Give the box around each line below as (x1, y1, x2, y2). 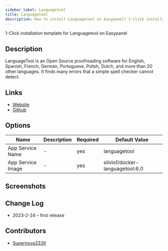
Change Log (5, 199, 44, 208)
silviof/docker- (103, 159, 139, 166)
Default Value (115, 136, 148, 143)
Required (76, 136, 99, 143)
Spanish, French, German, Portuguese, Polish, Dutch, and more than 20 (5, 63, 152, 69)
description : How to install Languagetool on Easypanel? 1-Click (5, 16, 144, 21)
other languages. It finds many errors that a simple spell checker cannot (5, 68, 153, 75)
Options (5, 121, 31, 130)
